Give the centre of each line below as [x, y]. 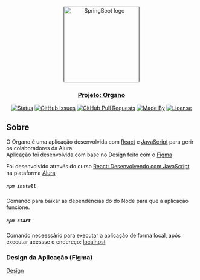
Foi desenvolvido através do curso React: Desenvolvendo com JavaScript [98, 167]
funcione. [18, 207]
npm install [21, 186]
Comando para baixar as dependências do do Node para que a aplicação [98, 201]
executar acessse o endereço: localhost [56, 242]
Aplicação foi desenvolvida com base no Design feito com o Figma [89, 155]
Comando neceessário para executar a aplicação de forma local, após [94, 235]
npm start [19, 221]
